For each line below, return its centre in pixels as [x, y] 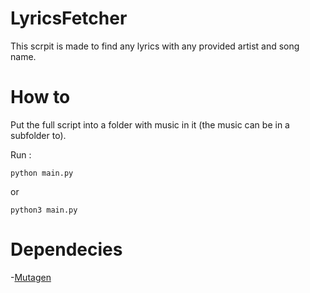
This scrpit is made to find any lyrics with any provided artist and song [155, 46]
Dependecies [66, 249]
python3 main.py [44, 210]
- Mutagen [31, 277]
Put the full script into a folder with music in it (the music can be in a [150, 124]
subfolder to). [38, 135]
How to [40, 97]
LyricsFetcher [69, 18]
